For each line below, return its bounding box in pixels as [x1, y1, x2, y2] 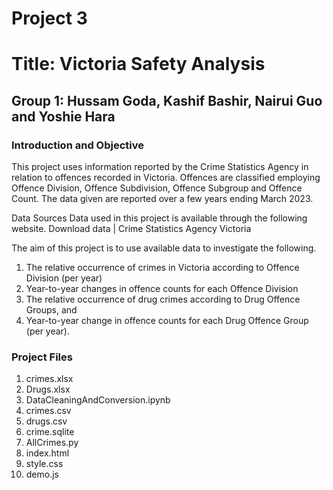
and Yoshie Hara [11, 108, 116, 125]
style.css [25, 458, 64, 470]
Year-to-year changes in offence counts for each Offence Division [25, 283, 299, 295]
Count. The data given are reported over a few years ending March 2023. [11, 193, 314, 205]
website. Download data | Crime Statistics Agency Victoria [11, 223, 252, 235]
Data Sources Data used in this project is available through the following [11, 212, 308, 224]
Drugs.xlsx [25, 383, 71, 396]
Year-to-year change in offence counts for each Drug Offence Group [25, 315, 309, 327]
